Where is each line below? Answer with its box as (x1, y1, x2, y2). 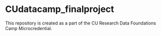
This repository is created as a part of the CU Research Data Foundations (5, 20, 156, 26)
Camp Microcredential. (5, 25, 52, 31)
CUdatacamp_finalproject (5, 3, 114, 15)
